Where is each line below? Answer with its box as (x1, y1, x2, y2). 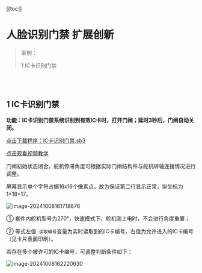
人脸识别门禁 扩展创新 (6, 28, 114, 42)
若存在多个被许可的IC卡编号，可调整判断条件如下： (6, 248, 133, 255)
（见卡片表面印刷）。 (6, 235, 57, 242)
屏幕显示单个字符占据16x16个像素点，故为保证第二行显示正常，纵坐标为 (6, 183, 183, 190)
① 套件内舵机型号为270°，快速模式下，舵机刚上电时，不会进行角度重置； (6, 215, 191, 222)
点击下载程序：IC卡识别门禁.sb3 (6, 137, 86, 144)
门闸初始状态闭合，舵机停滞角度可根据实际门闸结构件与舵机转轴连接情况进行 (6, 162, 196, 169)
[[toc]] (6, 5, 22, 12)
